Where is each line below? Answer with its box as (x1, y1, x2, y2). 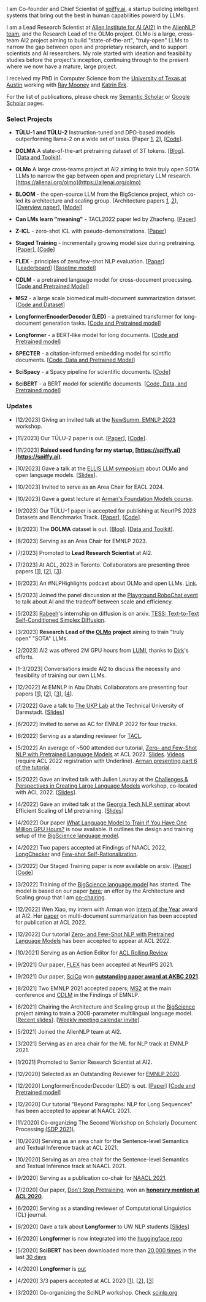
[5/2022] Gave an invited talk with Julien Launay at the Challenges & (15, 775, 188, 783)
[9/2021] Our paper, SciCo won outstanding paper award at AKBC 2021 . (15, 972, 200, 980)
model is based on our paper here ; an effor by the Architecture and (15, 887, 185, 894)
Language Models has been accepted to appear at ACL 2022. (15, 937, 172, 944)
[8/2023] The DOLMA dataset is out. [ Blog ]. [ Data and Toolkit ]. (15, 525, 175, 533)
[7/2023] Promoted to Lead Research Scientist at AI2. (15, 549, 153, 556)
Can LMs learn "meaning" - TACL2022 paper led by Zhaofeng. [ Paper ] (15, 215, 196, 223)
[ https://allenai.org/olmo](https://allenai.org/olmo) (15, 179, 141, 186)
